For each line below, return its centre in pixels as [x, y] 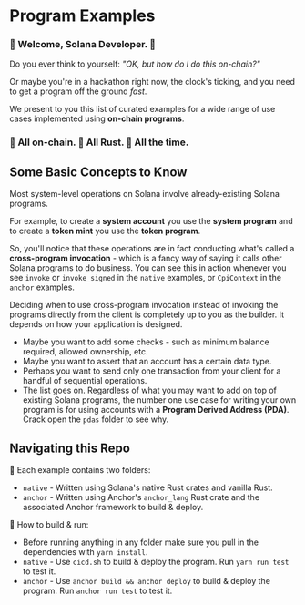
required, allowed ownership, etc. [85, 352]
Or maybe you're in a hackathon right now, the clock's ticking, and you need [152, 82]
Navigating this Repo [70, 448]
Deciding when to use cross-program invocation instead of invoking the [144, 305]
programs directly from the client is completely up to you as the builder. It [147, 314]
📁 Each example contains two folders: [80, 470]
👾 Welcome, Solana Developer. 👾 [83, 45]
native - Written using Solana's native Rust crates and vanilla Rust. [147, 487]
